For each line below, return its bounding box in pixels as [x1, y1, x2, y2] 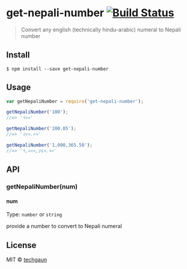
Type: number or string [6, 211, 63, 218]
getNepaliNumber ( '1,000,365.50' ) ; [6, 142, 93, 148]
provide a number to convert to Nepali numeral [6, 223, 122, 230]
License [6, 240, 37, 250]
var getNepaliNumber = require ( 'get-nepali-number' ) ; [6, 98, 144, 104]
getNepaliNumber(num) [6, 183, 78, 191]
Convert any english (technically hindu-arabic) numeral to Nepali [20, 26, 182, 33]
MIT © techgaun [6, 256, 48, 264]
